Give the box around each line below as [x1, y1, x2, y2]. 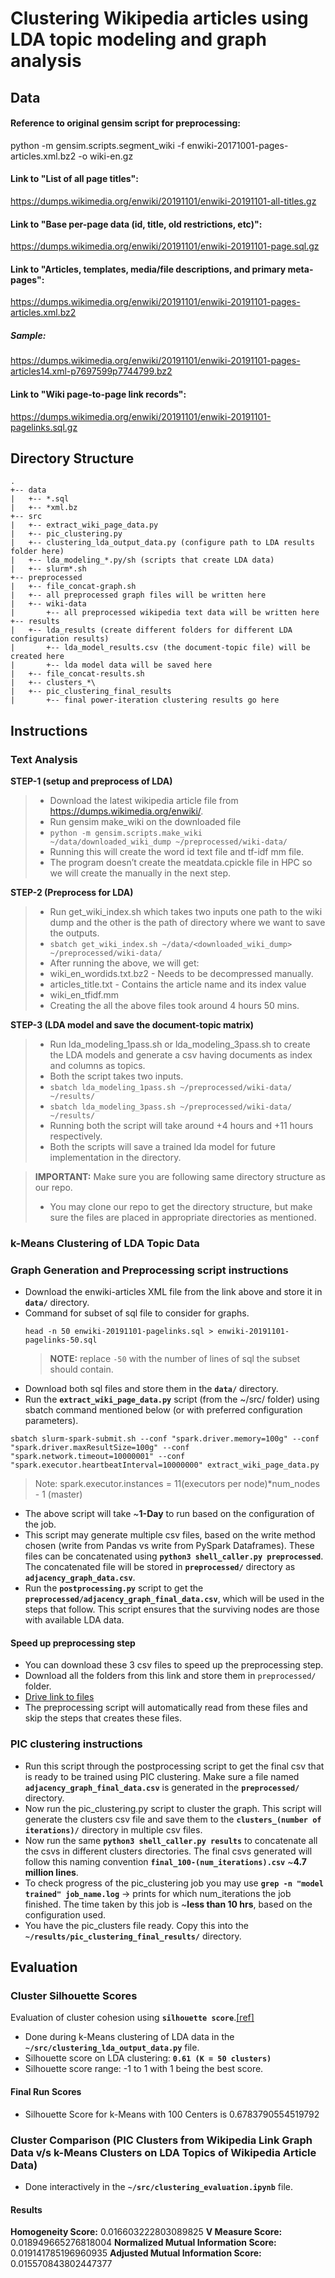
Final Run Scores [10, 2086, 82, 2098]
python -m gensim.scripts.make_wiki [49, 828, 203, 839]
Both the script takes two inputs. [49, 1070, 184, 1082]
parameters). [24, 1415, 79, 1427]
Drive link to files [24, 1691, 95, 1703]
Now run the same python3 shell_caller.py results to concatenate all [24, 1834, 318, 1846]
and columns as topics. [49, 1060, 146, 1072]
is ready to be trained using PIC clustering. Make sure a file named [24, 1770, 300, 1782]
